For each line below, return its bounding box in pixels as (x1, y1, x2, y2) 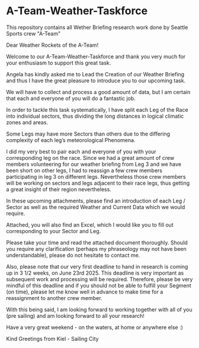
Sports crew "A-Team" (6, 30, 61, 37)
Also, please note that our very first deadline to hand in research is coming (6, 263, 188, 270)
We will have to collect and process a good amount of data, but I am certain (6, 88, 191, 95)
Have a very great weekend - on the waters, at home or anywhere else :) (6, 324, 184, 331)
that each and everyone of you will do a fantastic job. (6, 95, 136, 102)
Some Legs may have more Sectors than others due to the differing (6, 130, 171, 137)
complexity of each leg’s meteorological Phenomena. (6, 136, 136, 143)
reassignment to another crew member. (6, 294, 102, 301)
